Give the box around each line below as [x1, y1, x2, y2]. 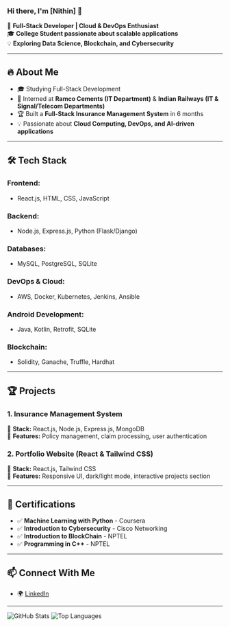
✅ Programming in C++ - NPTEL [16, 540, 110, 548]
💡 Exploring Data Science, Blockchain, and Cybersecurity [7, 39, 175, 47]
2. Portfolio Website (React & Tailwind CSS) [7, 449, 154, 459]
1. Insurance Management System [7, 409, 123, 418]
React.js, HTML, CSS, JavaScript [16, 194, 110, 202]
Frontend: [7, 179, 41, 188]
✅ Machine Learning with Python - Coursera [16, 516, 146, 525]
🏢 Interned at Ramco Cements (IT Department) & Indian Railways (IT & [16, 95, 219, 103]
